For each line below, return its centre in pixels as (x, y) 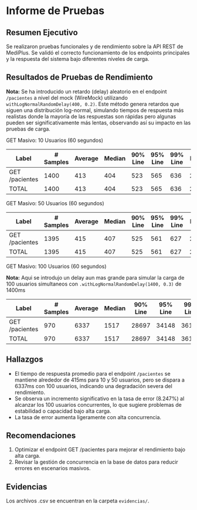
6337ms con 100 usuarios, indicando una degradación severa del (94, 386)
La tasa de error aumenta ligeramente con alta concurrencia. (88, 417)
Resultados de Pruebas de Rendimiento (80, 77)
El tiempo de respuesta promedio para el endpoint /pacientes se (93, 373)
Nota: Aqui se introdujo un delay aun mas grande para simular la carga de (95, 277)
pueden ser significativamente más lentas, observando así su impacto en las (98, 123)
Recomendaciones (41, 436)
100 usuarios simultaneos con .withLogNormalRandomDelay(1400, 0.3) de (94, 284)
